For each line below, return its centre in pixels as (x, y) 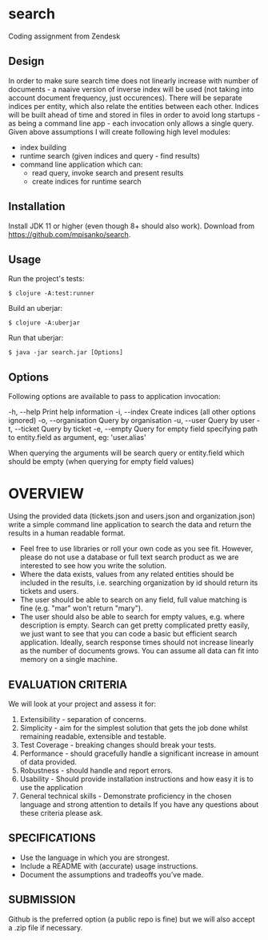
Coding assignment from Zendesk (64, 36)
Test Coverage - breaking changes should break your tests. (118, 744)
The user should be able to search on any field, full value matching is (134, 600)
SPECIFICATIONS (52, 838)
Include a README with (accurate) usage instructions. (109, 865)
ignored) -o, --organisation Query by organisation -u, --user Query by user (132, 421)
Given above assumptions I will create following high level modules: (119, 131)
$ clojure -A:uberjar (44, 323)
